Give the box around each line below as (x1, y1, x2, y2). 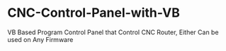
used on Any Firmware (7, 35, 74, 43)
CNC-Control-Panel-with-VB (7, 5, 181, 21)
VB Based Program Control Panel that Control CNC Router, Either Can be (7, 28, 219, 36)
